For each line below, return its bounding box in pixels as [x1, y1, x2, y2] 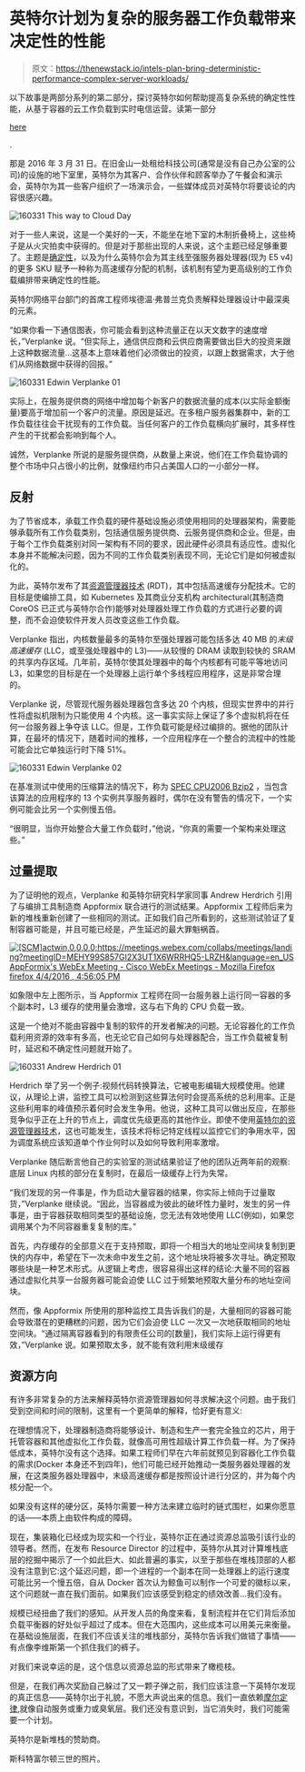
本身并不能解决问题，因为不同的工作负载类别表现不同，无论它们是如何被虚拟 [9, 549, 296, 560]
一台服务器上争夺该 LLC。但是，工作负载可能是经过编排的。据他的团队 [16, 720, 281, 732]
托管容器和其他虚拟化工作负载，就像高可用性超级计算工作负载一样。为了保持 [9, 1436, 296, 1447]
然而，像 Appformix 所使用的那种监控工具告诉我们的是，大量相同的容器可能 [9, 1304, 292, 1315]
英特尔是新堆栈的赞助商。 [9, 1734, 105, 1745]
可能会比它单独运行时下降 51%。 [9, 743, 132, 755]
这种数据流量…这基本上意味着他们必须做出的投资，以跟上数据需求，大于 [16, 347, 288, 357]
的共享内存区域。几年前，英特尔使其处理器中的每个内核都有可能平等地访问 [9, 656, 288, 667]
